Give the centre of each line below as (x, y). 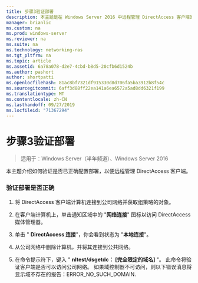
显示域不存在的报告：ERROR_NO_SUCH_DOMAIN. (75, 274)
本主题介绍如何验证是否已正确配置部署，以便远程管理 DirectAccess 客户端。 (99, 171)
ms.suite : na (22, 45)
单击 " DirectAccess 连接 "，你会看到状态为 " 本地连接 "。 (83, 234)
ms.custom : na (24, 28)
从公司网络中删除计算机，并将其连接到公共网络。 (74, 247)
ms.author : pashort (30, 72)
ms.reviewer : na (26, 39)
